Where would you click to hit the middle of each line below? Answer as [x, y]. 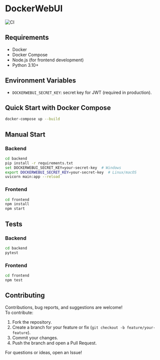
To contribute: [19, 312]
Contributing [25, 295]
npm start [15, 209]
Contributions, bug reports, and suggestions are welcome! [64, 307]
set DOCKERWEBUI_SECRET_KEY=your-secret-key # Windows [63, 167]
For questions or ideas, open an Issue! [44, 352]
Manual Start [25, 134]
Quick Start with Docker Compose [58, 108]
